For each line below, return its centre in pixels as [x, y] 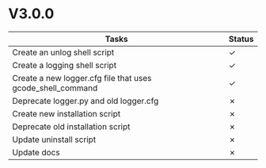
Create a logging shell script [65, 65]
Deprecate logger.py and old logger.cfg [85, 101]
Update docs [36, 152]
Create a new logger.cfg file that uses [82, 78]
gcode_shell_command [55, 88]
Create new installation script [66, 113]
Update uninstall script [54, 139]
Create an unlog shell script [63, 52]
